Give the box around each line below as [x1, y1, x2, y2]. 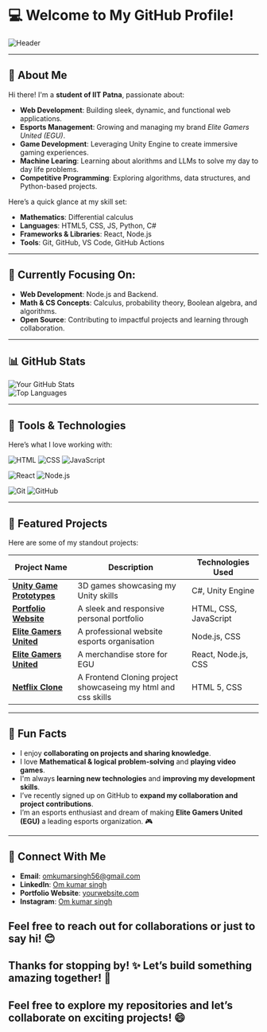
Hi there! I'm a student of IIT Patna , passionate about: [8, 89, 185, 100]
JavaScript [192, 613, 232, 623]
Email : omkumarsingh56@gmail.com [19, 871, 141, 881]
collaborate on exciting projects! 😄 [8, 1010, 185, 1024]
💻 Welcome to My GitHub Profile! [8, 6, 234, 25]
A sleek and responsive [77, 603, 165, 614]
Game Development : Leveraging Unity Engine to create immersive [19, 139, 238, 148]
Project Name [14, 562, 68, 573]
